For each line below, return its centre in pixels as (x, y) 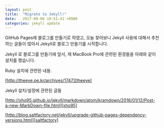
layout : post (18, 10)
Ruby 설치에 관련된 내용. (29, 71)
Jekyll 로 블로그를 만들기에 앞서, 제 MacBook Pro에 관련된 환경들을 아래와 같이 (81, 54)
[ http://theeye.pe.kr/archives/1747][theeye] (48, 81)
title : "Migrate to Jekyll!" (36, 14)
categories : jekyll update (33, 23)
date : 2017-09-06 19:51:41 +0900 (41, 19)
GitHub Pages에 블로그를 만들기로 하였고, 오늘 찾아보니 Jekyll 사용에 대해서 (78, 38)
